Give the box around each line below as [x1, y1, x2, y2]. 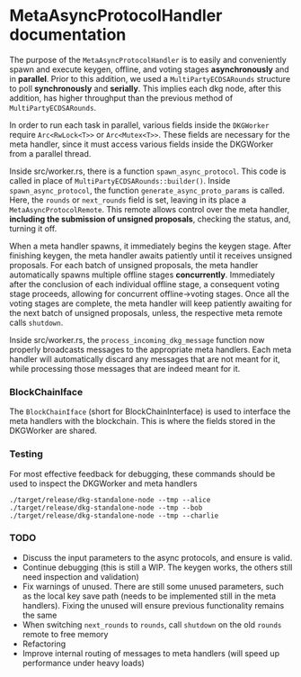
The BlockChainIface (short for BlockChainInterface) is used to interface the [9, 406, 291, 417]
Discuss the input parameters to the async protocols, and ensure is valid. [22, 552, 293, 563]
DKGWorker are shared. [9, 425, 97, 437]
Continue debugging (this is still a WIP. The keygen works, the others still [22, 562, 293, 573]
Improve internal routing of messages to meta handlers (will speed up [22, 647, 280, 658]
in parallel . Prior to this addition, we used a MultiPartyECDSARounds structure [9, 73, 291, 84]
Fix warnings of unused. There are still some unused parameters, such [22, 581, 285, 591]
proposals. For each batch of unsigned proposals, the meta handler [9, 259, 259, 270]
